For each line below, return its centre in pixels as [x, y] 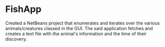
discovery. [16, 39]
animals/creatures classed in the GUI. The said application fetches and [79, 28]
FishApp [23, 9]
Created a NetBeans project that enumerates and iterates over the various [82, 23]
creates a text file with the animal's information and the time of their [76, 33]
